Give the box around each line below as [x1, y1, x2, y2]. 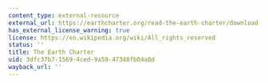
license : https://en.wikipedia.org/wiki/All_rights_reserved [8, 33, 216, 42]
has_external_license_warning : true [8, 26, 130, 34]
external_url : [8, 19, 56, 27]
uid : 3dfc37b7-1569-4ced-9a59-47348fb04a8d [8, 56, 156, 64]
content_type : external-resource [8, 11, 120, 20]
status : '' [8, 41, 45, 49]
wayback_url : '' [8, 63, 62, 71]
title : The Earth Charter [8, 48, 94, 56]
